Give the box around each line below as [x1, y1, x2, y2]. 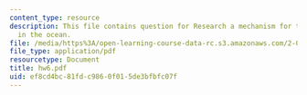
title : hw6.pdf [9, 64, 68, 73]
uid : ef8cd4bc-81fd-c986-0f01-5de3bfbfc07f [9, 72, 178, 81]
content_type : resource [9, 13, 101, 23]
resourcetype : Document [9, 55, 101, 64]
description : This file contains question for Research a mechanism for [9, 22, 292, 31]
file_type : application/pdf [9, 47, 117, 56]
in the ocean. [17, 30, 71, 39]
